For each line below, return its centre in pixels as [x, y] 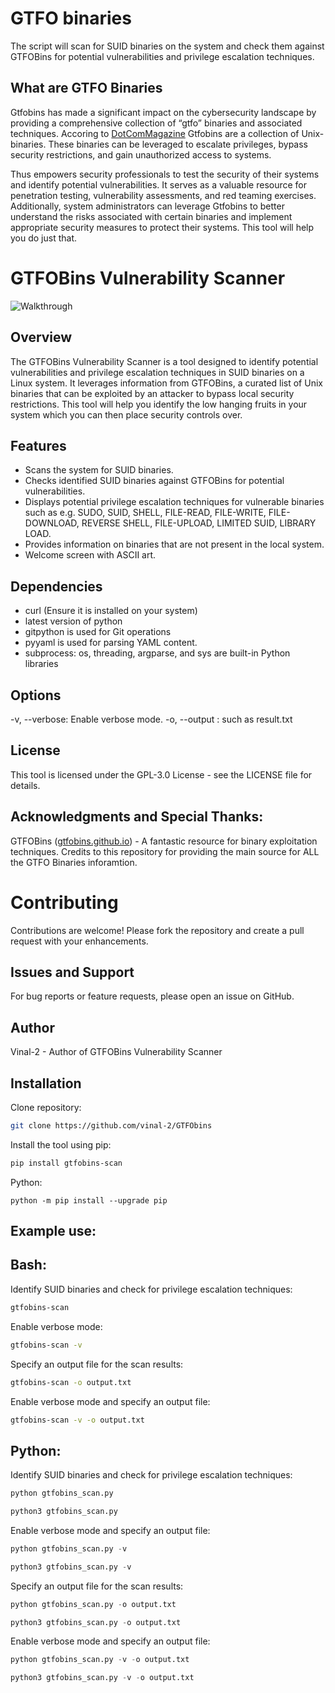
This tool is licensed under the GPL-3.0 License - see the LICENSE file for [161, 774]
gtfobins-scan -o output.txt [71, 1382]
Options [36, 695]
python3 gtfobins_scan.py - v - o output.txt [102, 1678]
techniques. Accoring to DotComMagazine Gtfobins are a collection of [155, 133]
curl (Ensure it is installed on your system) [111, 611]
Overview [41, 337]
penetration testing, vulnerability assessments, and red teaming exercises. [163, 195]
